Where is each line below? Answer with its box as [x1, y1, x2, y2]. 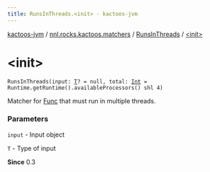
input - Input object [7, 130, 65, 139]
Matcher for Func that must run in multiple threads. [7, 96, 156, 105]
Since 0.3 [7, 157, 35, 166]
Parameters [7, 114, 48, 124]
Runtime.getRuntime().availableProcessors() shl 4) [7, 84, 163, 91]
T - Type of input [7, 144, 56, 152]
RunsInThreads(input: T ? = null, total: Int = [7, 78, 148, 85]
